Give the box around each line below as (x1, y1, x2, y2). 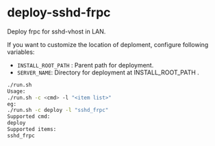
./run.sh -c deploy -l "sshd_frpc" (7, 107, 109, 114)
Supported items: (7, 126, 57, 133)
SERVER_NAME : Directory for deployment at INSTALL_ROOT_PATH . (16, 68, 200, 76)
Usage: (7, 87, 26, 95)
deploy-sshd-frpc (7, 5, 111, 20)
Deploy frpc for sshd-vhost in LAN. (7, 27, 106, 35)
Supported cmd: (7, 113, 51, 120)
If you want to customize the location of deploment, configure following (7, 40, 209, 48)
